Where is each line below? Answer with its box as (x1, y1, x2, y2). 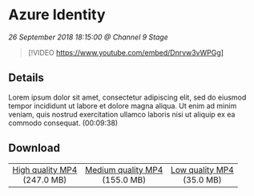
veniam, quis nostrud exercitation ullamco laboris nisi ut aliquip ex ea (8, 109, 236, 119)
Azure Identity (8, 6, 106, 24)
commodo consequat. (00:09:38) (8, 118, 119, 128)
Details (8, 71, 44, 85)
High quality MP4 (12, 164, 78, 175)
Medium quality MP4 (85, 164, 163, 175)
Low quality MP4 (171, 164, 234, 175)
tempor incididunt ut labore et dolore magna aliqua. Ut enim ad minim (8, 100, 237, 110)
